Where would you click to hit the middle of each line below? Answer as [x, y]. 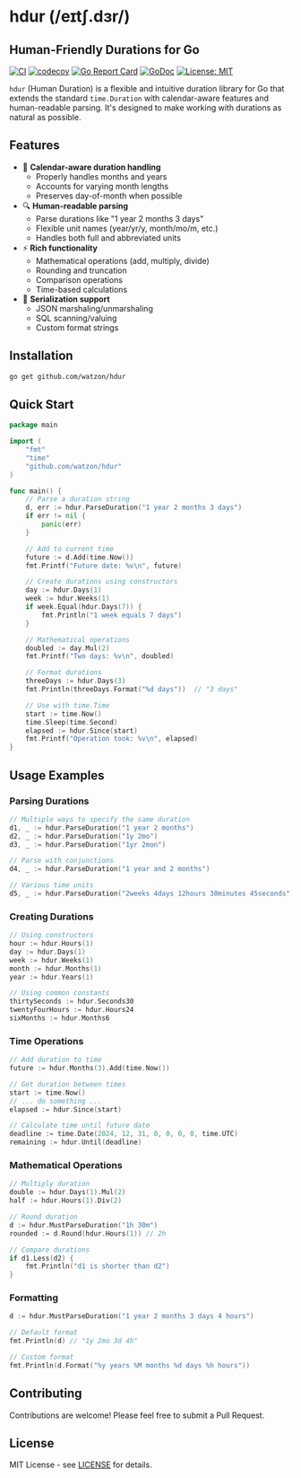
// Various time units [52, 885]
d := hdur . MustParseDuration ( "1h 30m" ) [84, 1225]
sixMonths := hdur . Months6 [60, 1018]
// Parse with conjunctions [62, 861]
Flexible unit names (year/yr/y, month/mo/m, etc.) [127, 228]
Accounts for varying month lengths [102, 186]
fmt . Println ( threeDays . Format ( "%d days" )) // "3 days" [132, 690]
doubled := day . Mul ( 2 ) [68, 648]
